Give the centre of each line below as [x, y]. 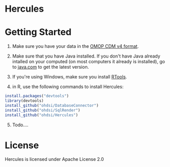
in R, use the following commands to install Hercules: [68, 87]
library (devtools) [24, 101]
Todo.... [20, 125]
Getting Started [38, 32]
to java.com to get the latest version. [51, 67]
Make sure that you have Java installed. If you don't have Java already [86, 56]
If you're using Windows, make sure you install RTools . [69, 77]
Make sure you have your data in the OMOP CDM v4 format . [75, 46]
